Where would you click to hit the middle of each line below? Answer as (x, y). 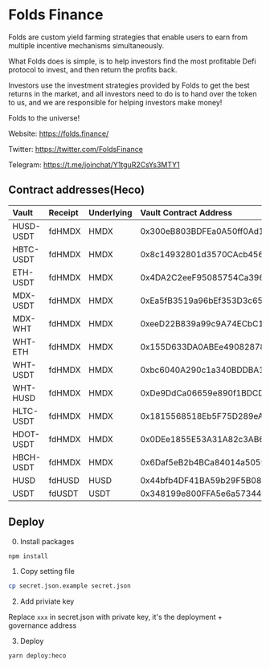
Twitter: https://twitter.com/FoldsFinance (76, 149)
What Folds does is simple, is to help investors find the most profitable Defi (132, 61)
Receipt (63, 212)
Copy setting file (47, 572)
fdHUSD (64, 480)
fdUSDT (63, 494)
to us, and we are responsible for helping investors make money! (115, 102)
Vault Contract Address (186, 212)
